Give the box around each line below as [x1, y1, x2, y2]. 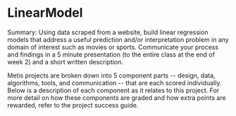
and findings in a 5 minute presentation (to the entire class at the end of [7, 50, 215, 59]
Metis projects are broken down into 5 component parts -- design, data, [7, 71, 216, 80]
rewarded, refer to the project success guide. [7, 101, 139, 109]
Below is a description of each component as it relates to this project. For [7, 86, 220, 94]
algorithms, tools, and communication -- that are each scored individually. [7, 78, 222, 87]
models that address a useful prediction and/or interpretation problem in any [7, 35, 229, 43]
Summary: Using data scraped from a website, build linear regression [7, 28, 209, 36]
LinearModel [7, 5, 83, 21]
